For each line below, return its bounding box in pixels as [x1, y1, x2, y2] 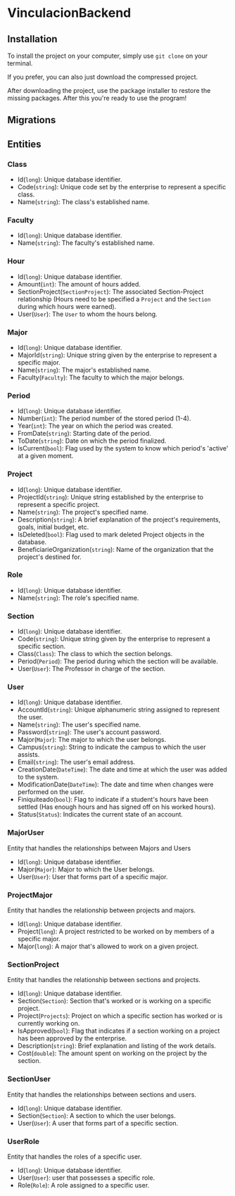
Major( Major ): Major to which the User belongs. [17, 864, 155, 874]
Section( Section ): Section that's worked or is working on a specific [17, 997, 212, 1005]
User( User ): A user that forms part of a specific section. [17, 1119, 179, 1127]
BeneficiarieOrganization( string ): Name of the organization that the [17, 545, 214, 553]
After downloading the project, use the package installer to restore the [7, 87, 211, 94]
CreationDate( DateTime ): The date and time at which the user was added [17, 765, 227, 774]
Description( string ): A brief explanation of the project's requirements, [17, 515, 221, 524]
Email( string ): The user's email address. [17, 758, 136, 767]
